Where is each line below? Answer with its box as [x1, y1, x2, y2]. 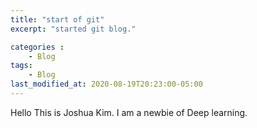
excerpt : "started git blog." [10, 24, 137, 34]
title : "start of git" [10, 14, 105, 25]
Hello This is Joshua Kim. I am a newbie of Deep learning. [10, 106, 248, 118]
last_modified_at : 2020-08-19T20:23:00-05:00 [10, 79, 203, 90]
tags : [10, 61, 33, 71]
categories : [10, 42, 65, 52]
